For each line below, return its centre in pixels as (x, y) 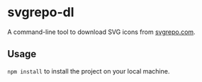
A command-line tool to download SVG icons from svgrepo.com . (102, 32)
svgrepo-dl (41, 12)
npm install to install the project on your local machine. (89, 71)
